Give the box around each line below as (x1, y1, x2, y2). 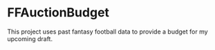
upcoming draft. (7, 34, 53, 42)
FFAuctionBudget (7, 5, 109, 21)
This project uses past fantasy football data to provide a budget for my (7, 27, 209, 36)
